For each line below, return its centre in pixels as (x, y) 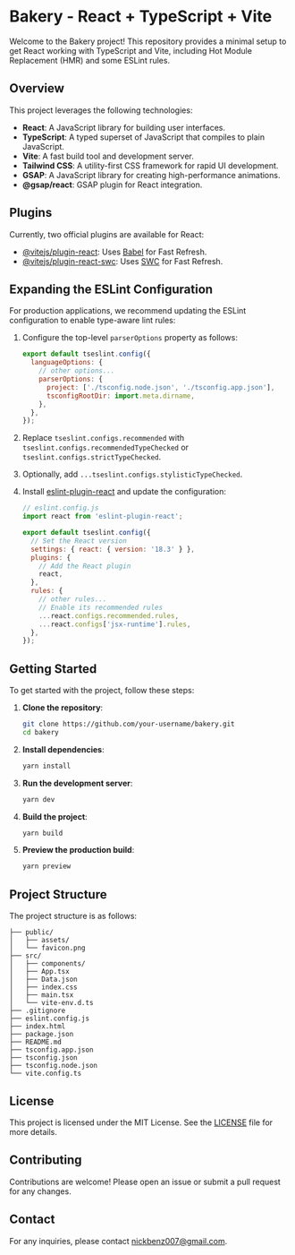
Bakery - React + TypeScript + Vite (141, 17)
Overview (37, 88)
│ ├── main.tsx (42, 995)
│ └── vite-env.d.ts (51, 1003)
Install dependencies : (63, 749)
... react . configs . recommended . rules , (109, 615)
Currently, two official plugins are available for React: (107, 234)
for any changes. (40, 1191)
